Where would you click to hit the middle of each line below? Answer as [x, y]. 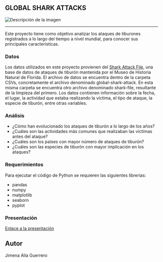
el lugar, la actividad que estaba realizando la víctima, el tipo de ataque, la [79, 98]
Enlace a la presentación [30, 228]
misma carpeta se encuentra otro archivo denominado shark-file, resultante [81, 88]
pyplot [18, 205]
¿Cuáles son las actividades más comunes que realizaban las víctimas [82, 131]
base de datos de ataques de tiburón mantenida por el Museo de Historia [78, 72]
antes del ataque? [30, 137]
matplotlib [22, 195]
